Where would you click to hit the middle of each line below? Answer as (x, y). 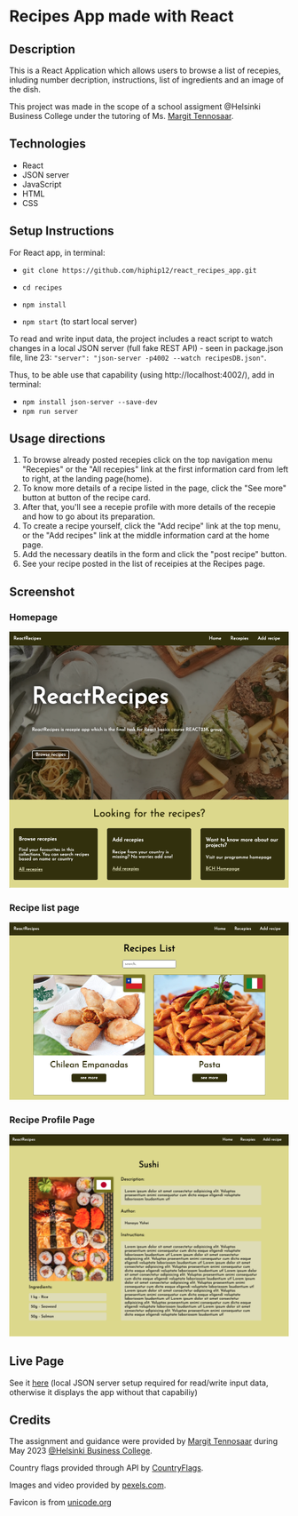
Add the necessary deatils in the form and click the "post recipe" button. (154, 555)
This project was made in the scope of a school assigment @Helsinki (135, 107)
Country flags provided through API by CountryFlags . (106, 1468)
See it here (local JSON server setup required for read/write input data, (139, 1383)
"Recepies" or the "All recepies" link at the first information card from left (155, 469)
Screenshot (42, 591)
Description (42, 49)
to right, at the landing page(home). (87, 479)
